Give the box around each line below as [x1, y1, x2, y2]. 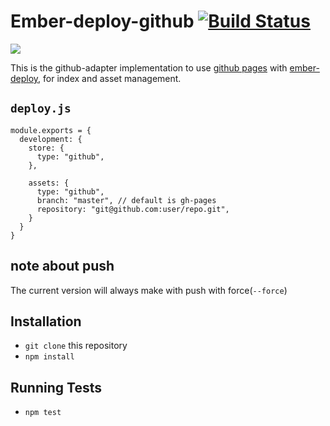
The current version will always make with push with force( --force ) [10, 284, 288, 296]
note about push [10, 258, 115, 275]
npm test [24, 408, 62, 418]
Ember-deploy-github [10, 10, 195, 33]
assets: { [28, 178, 70, 188]
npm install [24, 352, 75, 362]
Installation [10, 313, 82, 330]
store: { [28, 143, 65, 153]
